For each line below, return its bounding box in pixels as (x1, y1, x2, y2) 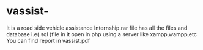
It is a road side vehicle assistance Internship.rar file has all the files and (6, 24, 188, 31)
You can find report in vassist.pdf (6, 37, 90, 44)
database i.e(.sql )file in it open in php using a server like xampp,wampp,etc (6, 30, 197, 37)
